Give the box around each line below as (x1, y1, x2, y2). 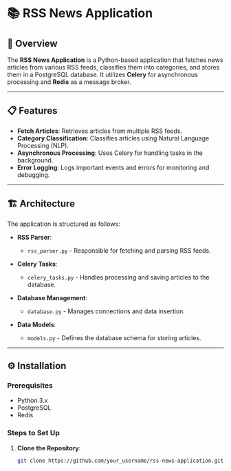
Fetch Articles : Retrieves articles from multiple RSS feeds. (16, 127, 183, 135)
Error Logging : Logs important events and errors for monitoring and (16, 163, 210, 171)
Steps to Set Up (7, 428, 60, 438)
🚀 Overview (7, 37, 58, 49)
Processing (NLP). (16, 141, 69, 149)
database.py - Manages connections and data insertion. (27, 307, 186, 315)
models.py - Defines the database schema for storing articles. (27, 333, 201, 342)
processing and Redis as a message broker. (7, 78, 132, 86)
